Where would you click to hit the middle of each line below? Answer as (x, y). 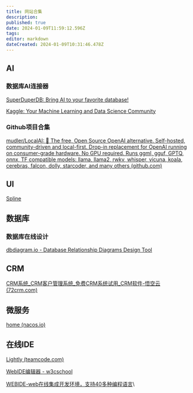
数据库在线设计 (27, 237)
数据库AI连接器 (27, 86)
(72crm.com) (22, 290)
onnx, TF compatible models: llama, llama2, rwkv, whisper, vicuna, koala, (94, 159)
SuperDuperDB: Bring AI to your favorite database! (67, 99)
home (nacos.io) (26, 325)
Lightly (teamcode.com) (35, 359)
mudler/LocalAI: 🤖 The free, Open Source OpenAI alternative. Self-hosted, (96, 140)
